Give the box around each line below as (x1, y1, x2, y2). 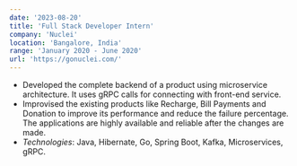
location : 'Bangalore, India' (9, 38, 123, 48)
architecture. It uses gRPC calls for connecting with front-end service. (22, 89, 282, 100)
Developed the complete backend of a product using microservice (22, 80, 267, 90)
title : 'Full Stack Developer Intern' (9, 22, 154, 31)
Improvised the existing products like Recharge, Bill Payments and (22, 99, 266, 109)
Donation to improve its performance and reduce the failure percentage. (22, 109, 289, 118)
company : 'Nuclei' (9, 30, 78, 39)
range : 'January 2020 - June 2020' (9, 47, 143, 56)
